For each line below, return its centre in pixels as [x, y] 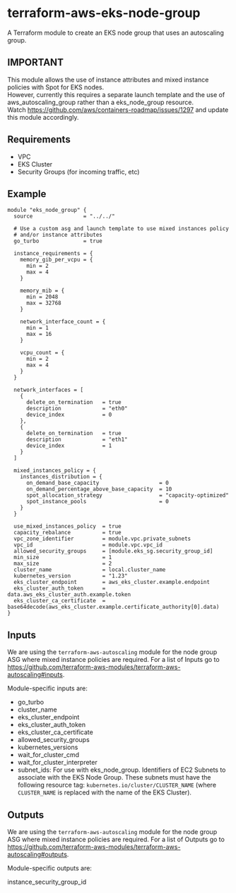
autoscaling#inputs [35, 675]
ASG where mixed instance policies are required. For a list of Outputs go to [116, 839]
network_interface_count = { [63, 322]
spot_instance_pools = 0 [98, 502]
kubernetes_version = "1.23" [71, 576]
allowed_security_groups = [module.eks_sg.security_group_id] [113, 551]
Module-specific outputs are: [49, 868]
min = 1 [37, 328]
